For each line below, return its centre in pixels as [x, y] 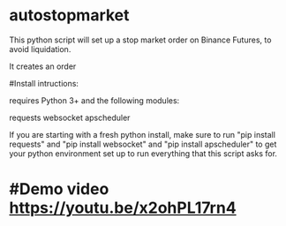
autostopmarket [69, 15]
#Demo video [59, 189]
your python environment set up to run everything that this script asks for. [143, 153]
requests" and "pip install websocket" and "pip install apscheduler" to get [143, 144]
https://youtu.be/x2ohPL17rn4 [123, 208]
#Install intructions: [44, 83]
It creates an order [43, 66]
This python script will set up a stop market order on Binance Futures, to [140, 40]
